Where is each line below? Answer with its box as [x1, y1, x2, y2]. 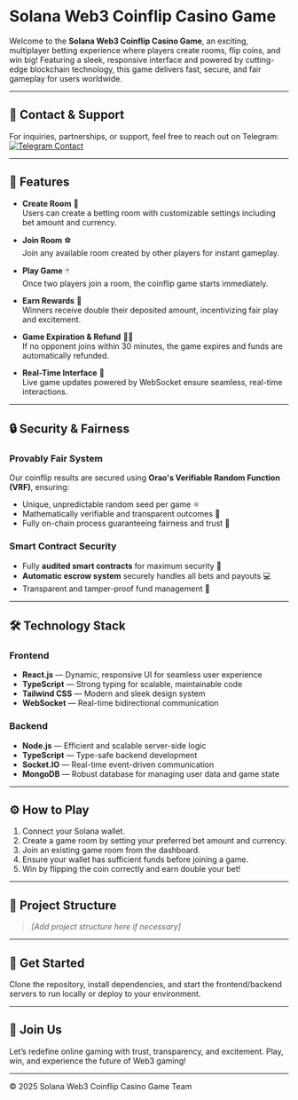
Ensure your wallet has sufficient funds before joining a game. [21, 854, 249, 865]
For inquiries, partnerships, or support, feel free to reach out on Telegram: [9, 131, 279, 141]
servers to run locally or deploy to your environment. [9, 988, 201, 999]
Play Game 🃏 [21, 265, 71, 276]
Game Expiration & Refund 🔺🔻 [21, 331, 134, 342]
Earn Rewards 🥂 [21, 295, 82, 305]
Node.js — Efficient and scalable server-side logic [21, 740, 207, 751]
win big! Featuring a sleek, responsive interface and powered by [9, 54, 244, 65]
